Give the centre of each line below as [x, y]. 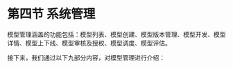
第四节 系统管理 [51, 14]
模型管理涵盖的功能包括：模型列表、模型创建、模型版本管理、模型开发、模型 [116, 34]
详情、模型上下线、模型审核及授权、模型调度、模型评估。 [89, 43]
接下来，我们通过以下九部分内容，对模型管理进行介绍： [86, 57]
